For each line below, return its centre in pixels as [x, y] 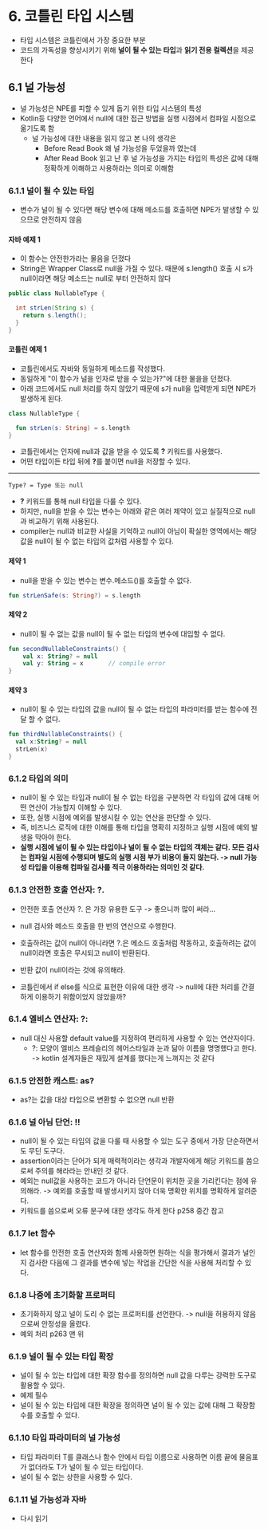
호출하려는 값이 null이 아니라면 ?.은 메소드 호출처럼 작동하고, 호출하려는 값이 [138, 943]
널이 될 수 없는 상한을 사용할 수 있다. [76, 1477]
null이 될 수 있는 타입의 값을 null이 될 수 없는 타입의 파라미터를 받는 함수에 [134, 709]
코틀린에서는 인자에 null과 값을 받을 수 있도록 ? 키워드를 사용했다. [121, 452]
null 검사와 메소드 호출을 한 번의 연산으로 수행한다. [98, 925]
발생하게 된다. [41, 398]
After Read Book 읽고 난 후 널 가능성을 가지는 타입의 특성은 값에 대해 [151, 158]
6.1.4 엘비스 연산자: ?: [48, 1019]
